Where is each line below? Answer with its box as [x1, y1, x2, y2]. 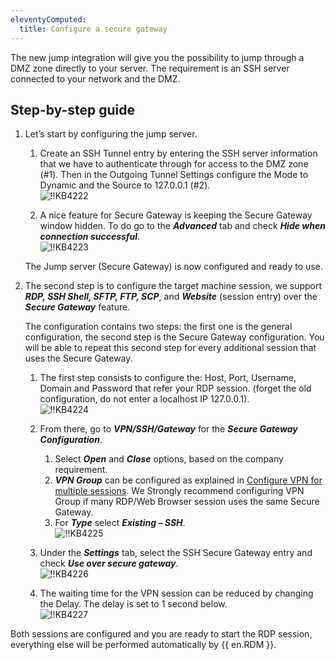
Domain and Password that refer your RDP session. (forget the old [39, 382, 312, 395]
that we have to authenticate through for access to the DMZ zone [39, 158, 309, 170]
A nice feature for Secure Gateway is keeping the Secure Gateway [39, 209, 313, 221]
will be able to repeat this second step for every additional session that [24, 342, 317, 354]
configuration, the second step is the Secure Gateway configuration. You [24, 331, 325, 343]
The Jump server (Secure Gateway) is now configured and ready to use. [24, 261, 323, 273]
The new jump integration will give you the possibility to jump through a [10, 51, 305, 63]
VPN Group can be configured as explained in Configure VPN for [54, 474, 323, 486]
